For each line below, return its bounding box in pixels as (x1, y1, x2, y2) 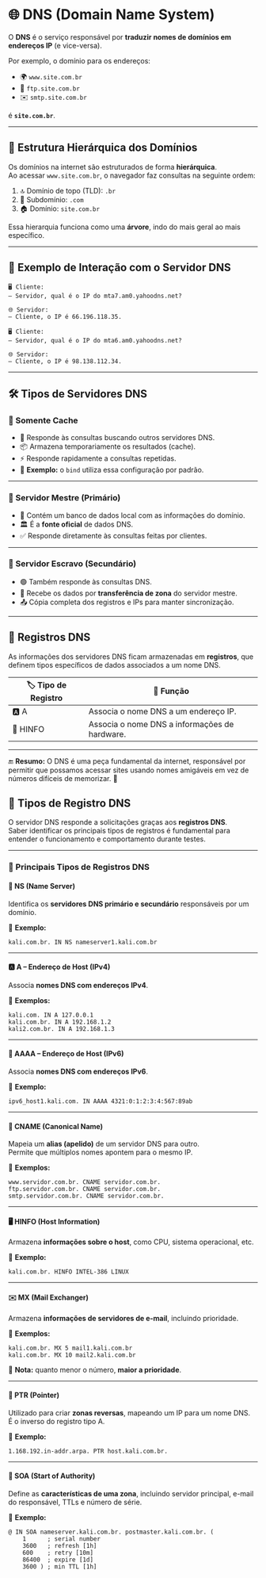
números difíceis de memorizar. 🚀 (8, 773, 118, 783)
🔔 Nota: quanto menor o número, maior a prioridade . (8, 1365, 182, 1374)
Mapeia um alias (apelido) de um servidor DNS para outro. (8, 1139, 200, 1149)
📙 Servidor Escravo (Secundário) (8, 558, 137, 569)
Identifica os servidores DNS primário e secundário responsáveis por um (8, 898, 249, 909)
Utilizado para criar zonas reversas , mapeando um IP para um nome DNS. (8, 1408, 251, 1417)
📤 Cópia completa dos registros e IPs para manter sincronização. (19, 597, 235, 607)
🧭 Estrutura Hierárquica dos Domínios (8, 141, 198, 155)
